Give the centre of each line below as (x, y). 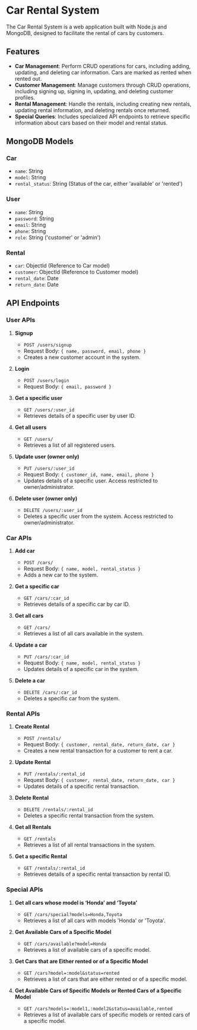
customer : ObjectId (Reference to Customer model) (77, 272)
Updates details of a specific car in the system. (81, 669)
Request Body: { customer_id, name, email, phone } (89, 474)
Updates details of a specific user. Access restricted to (91, 481)
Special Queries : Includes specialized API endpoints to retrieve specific (102, 116)
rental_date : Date (37, 278)
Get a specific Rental (41, 856)
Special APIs (25, 889)
